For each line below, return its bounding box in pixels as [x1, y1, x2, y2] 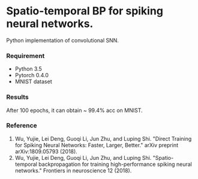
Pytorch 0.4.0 [14, 72, 49, 79]
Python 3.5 [14, 65, 42, 72]
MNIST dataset [14, 78, 52, 85]
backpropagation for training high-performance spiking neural [38, 160, 192, 168]
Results [6, 93, 29, 101]
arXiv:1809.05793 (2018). [14, 148, 78, 155]
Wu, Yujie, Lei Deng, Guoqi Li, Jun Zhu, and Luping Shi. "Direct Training [14, 135, 192, 142]
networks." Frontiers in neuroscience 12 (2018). [14, 166, 132, 174]
